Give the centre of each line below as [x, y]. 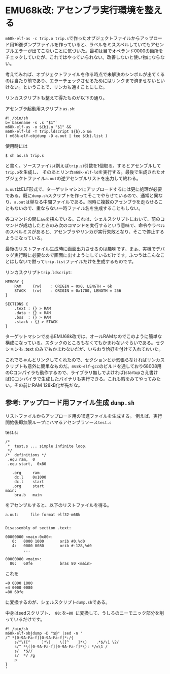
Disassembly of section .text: [38, 528]
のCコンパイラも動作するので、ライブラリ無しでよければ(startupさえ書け [82, 372]
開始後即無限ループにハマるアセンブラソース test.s [58, 422]
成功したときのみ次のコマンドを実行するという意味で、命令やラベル [94, 225]
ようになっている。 [25, 238]
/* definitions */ [26, 455]
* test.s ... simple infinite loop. [47, 446]
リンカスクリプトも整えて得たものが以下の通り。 [56, 97]
